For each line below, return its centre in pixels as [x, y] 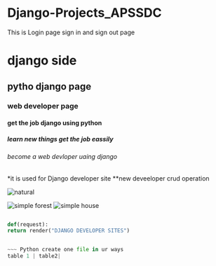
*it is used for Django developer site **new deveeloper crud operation [108, 178]
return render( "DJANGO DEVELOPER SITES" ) [69, 231]
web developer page [43, 106]
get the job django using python [55, 123]
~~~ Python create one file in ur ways [66, 250]
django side [42, 61]
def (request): [28, 224]
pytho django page [49, 86]
